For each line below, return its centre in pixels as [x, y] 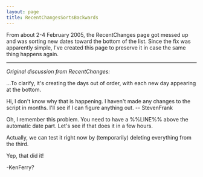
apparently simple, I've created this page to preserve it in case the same [96, 47]
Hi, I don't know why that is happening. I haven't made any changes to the [98, 101]
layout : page [23, 12]
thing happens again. [33, 54]
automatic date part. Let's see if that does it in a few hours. [79, 126]
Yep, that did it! [25, 155]
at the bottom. [24, 89]
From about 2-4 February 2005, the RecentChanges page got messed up [97, 34]
